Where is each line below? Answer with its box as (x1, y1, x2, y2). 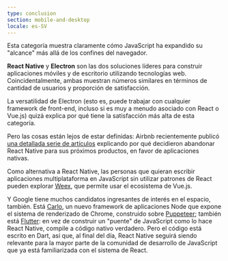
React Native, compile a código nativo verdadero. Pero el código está (7, 224, 202, 233)
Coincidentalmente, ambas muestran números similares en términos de (7, 77, 208, 85)
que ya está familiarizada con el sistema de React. (7, 246, 148, 254)
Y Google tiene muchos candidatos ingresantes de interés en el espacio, (7, 195, 211, 203)
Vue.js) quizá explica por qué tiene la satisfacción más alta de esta (7, 112, 195, 120)
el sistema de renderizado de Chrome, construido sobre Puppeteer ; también (7, 210, 222, 218)
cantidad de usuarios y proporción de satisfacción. (7, 84, 150, 92)
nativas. (7, 154, 29, 162)
